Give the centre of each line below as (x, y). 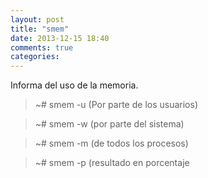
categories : (35, 57)
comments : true (42, 47)
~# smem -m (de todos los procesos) (111, 143)
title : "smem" (40, 29)
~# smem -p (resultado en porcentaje (112, 163)
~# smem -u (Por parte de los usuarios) (116, 105)
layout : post (37, 19)
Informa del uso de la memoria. (74, 85)
